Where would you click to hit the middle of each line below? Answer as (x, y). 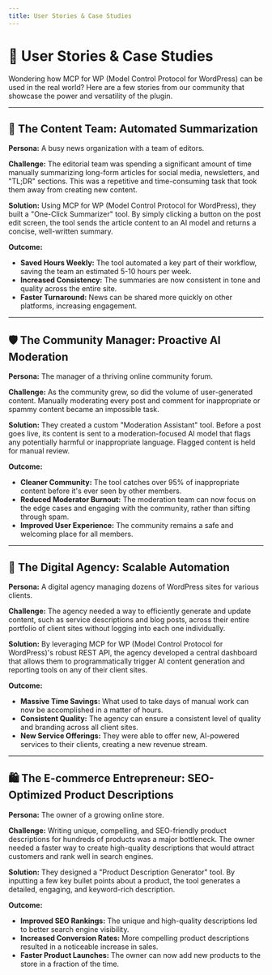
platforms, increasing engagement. (79, 306)
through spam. (45, 517)
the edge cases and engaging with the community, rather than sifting (135, 509)
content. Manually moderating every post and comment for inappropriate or (134, 401)
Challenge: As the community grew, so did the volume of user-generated (131, 392)
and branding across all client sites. (79, 727)
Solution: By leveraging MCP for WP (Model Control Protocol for (116, 644)
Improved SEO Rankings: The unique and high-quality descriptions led (138, 921)
